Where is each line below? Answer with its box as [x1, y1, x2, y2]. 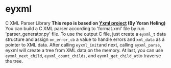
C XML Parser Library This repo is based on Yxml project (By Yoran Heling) [5, 20, 166, 26]
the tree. [5, 58, 23, 64]
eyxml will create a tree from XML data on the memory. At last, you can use [5, 47, 163, 53]
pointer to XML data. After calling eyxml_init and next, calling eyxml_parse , [5, 41, 161, 48]
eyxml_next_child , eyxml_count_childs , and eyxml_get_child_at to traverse [5, 52, 161, 59]
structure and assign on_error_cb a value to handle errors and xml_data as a [5, 36, 165, 42]
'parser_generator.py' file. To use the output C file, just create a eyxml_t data [5, 31, 166, 37]
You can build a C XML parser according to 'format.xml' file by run [5, 25, 144, 31]
